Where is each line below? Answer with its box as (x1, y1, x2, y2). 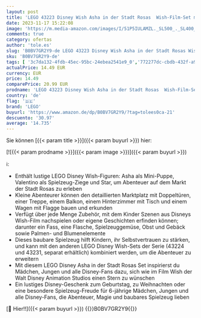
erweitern (14, 256, 39, 263)
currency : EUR (6, 70, 42, 76)
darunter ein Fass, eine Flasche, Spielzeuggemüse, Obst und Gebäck (14, 223, 185, 231)
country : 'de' (6, 92, 42, 98)
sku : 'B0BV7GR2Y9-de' (6, 53, 60, 59)
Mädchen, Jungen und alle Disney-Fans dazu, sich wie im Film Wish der (14, 268, 193, 275)
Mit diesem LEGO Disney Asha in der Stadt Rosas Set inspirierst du (14, 262, 180, 269)
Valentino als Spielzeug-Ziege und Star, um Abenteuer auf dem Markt (14, 179, 187, 186)
